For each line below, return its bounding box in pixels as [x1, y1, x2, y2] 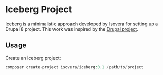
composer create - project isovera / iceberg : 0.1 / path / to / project [5, 64, 144, 70]
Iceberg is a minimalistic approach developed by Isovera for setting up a [5, 21, 158, 27]
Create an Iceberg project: [5, 54, 61, 61]
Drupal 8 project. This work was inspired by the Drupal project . [5, 26, 139, 32]
